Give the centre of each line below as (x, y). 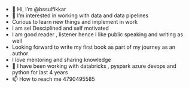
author (20, 53)
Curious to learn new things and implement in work (75, 22)
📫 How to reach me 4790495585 (53, 79)
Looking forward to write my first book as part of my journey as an (93, 47)
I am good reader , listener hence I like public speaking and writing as (97, 34)
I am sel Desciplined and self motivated (60, 28)
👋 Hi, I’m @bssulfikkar (39, 9)
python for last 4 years (40, 72)
